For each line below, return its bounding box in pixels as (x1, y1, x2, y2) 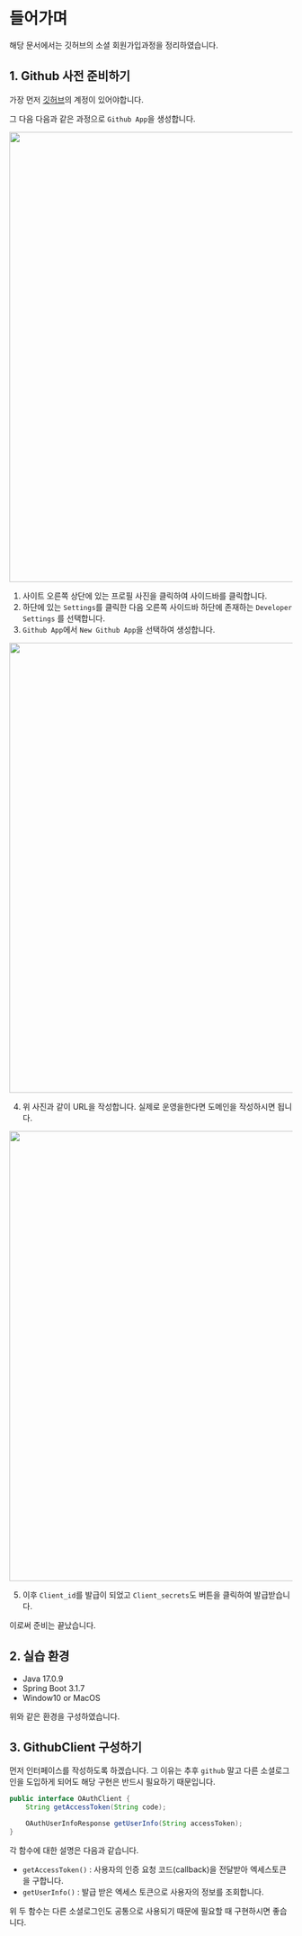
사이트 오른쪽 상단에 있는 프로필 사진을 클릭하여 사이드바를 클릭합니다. (22, 590, 268, 601)
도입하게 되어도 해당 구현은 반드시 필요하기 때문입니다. (25, 1777, 216, 1787)
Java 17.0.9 (22, 1673, 64, 1684)
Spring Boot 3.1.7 (22, 1682, 85, 1693)
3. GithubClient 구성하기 (9, 1739, 142, 1755)
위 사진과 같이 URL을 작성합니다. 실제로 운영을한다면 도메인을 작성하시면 (22, 1101, 276, 1112)
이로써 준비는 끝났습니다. (9, 1619, 96, 1630)
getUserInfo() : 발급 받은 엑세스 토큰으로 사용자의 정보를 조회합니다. (22, 1886, 264, 1897)
